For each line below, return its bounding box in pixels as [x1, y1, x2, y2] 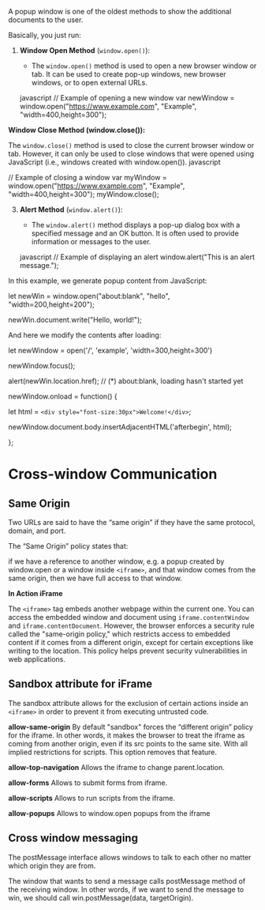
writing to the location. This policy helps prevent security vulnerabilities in [8, 646, 248, 655]
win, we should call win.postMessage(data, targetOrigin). [8, 893, 194, 902]
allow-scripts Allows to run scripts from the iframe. [8, 793, 176, 802]
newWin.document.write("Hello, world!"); [8, 315, 142, 324]
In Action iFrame [8, 589, 63, 598]
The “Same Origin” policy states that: [8, 542, 129, 550]
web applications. [8, 655, 65, 663]
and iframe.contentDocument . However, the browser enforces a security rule [8, 621, 255, 630]
